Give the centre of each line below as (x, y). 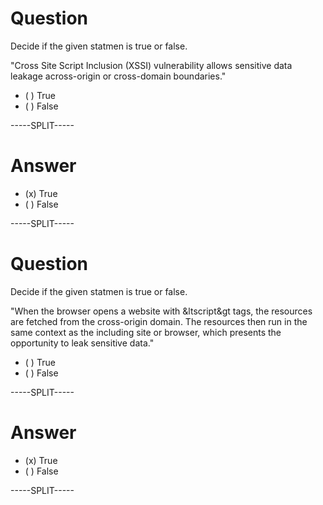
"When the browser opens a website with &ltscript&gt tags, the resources (161, 311)
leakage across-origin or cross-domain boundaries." (118, 76)
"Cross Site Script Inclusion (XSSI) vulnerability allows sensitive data (151, 65)
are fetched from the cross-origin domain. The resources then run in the (159, 321)
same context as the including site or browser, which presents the (146, 332)
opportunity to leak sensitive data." (82, 343)
